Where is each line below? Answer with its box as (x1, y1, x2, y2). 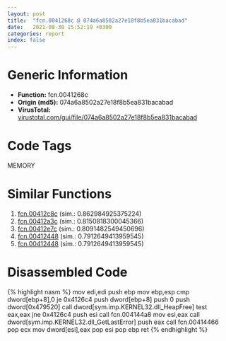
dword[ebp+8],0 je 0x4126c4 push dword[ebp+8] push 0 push (7, 295, 191, 304)
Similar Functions (7, 186, 112, 202)
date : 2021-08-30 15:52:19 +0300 (7, 23, 112, 30)
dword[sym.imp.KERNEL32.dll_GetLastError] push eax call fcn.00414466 (7, 318, 219, 326)
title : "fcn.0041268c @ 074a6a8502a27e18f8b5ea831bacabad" (7, 17, 189, 24)
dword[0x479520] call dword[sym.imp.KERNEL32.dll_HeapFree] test (7, 302, 207, 311)
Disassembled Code (7, 265, 128, 280)
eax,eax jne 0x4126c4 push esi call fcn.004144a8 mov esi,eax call (7, 310, 200, 318)
